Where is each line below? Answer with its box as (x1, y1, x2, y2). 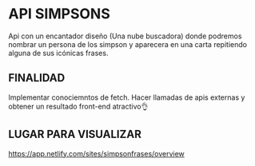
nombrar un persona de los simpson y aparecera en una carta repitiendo (8, 39, 248, 49)
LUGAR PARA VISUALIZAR (8, 128, 141, 141)
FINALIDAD (8, 71, 66, 85)
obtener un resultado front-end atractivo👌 (8, 101, 149, 111)
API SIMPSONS (8, 5, 110, 23)
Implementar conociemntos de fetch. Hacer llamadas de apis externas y (8, 93, 245, 102)
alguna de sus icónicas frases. (8, 48, 109, 57)
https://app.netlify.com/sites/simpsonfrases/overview (8, 148, 185, 158)
